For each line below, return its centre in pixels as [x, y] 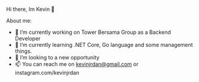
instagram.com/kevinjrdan [47, 72]
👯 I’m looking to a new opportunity [57, 57]
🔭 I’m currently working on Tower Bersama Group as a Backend [93, 32]
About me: [19, 20]
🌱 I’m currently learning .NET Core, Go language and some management [104, 45]
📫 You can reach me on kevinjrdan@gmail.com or [76, 64]
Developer [27, 38]
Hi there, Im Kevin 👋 [30, 9]
